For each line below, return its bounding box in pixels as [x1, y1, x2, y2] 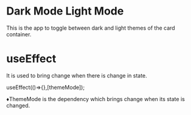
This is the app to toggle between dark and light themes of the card [6, 24, 175, 31]
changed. [6, 102, 30, 109]
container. [6, 30, 32, 38]
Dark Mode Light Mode [6, 4, 124, 18]
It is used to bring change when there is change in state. [6, 71, 147, 79]
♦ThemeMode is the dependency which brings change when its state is [6, 95, 186, 102]
